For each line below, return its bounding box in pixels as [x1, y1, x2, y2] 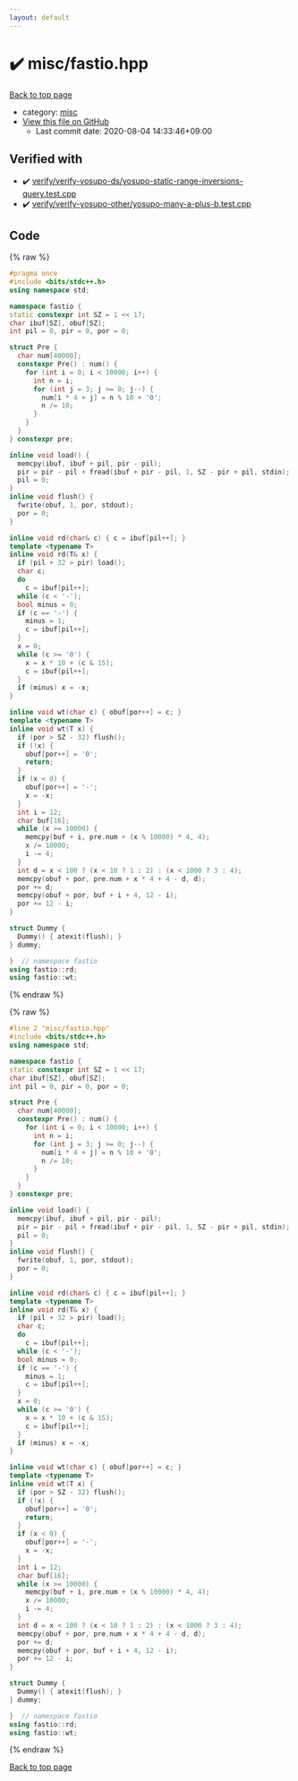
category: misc [21, 107, 78, 117]
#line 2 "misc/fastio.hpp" [9, 1024, 110, 1033]
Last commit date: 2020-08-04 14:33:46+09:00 [35, 125, 213, 136]
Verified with [9, 151, 83, 167]
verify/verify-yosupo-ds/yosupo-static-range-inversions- [31, 176, 243, 186]
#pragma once [9, 270, 58, 278]
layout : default [9, 13, 70, 22]
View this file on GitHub [21, 116, 110, 126]
